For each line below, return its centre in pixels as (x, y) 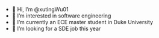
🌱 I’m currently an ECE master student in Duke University (83, 22)
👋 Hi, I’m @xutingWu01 (40, 9)
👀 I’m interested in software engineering (61, 16)
